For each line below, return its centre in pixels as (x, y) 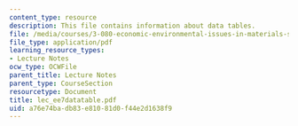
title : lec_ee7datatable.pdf (63, 100)
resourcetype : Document (53, 91)
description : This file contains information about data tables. (132, 26)
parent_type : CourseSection (61, 83)
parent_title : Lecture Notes (63, 75)
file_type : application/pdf (61, 42)
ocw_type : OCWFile (43, 67)
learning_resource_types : (57, 51)
